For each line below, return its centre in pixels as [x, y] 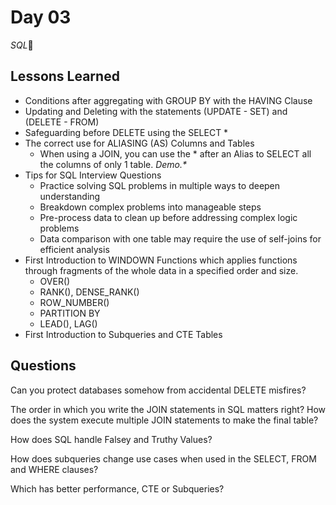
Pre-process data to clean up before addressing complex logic [168, 217]
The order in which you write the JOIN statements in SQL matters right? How [168, 409]
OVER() [55, 281]
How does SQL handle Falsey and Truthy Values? [111, 439]
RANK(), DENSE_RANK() [89, 292]
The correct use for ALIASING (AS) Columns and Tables [139, 143]
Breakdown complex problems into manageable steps [150, 207]
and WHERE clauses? [54, 469]
